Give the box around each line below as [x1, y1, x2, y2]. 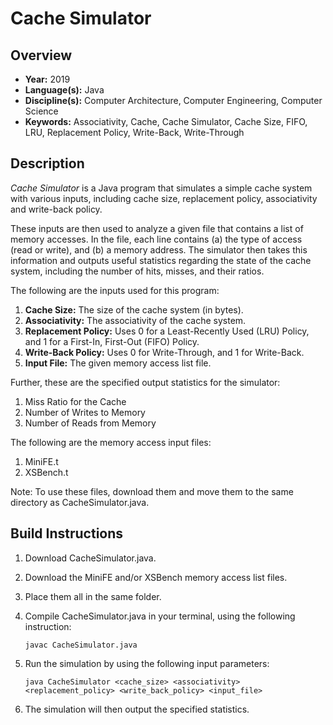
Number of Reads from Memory [24, 417, 157, 429]
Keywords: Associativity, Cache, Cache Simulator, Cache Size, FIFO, [24, 116, 308, 127]
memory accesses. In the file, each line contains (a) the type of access [10, 233, 303, 245]
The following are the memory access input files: [10, 436, 212, 448]
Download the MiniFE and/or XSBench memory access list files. [24, 571, 288, 583]
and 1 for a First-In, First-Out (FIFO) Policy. [24, 335, 200, 347]
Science [24, 105, 59, 117]
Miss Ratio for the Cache [24, 395, 127, 407]
